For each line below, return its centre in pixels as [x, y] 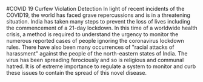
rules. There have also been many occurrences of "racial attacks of [90, 47]
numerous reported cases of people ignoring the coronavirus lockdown [95, 41]
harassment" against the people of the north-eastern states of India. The [97, 53]
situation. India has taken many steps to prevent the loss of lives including [98, 21]
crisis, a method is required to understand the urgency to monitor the [92, 34]
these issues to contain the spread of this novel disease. [77, 73]
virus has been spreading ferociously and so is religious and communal [95, 60]
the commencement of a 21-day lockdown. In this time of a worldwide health [102, 28]
